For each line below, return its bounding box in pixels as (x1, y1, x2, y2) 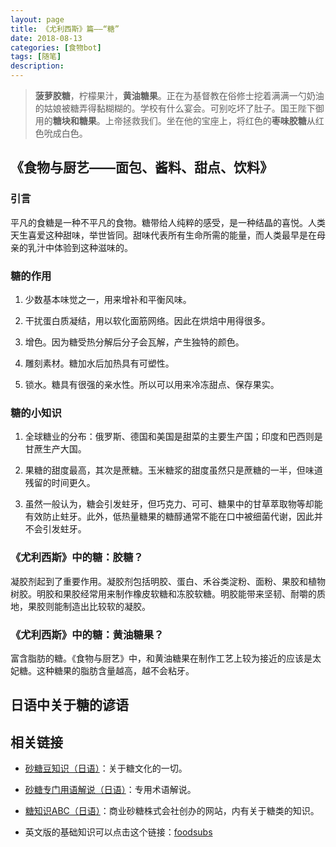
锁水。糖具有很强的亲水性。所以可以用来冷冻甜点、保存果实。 (24, 378, 280, 390)
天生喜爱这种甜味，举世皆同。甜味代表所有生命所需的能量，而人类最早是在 (10, 229, 317, 241)
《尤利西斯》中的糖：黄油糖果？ (10, 627, 165, 641)
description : (10, 61, 65, 71)
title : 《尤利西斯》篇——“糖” (10, 24, 120, 34)
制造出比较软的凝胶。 (62, 600, 151, 612)
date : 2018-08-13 (10, 33, 83, 43)
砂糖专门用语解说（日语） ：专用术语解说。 (24, 784, 197, 796)
